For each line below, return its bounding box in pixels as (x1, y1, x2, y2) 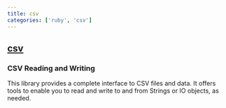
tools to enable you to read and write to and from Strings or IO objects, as (7, 86, 219, 95)
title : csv (7, 10, 39, 17)
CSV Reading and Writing (7, 63, 96, 73)
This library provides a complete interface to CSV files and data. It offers (7, 79, 216, 88)
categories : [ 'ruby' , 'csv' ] (7, 17, 92, 24)
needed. (7, 94, 31, 102)
